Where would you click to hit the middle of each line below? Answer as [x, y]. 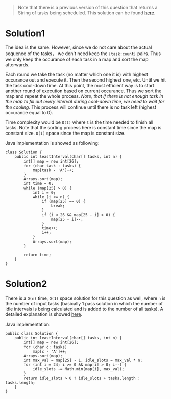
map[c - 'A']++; [50, 351]
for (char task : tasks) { [52, 166]
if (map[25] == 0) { [64, 201]
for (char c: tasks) [45, 347]
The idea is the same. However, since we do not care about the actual [79, 47]
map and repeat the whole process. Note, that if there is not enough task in [84, 96]
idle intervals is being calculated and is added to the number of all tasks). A [84, 309]
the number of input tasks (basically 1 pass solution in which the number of [84, 303]
